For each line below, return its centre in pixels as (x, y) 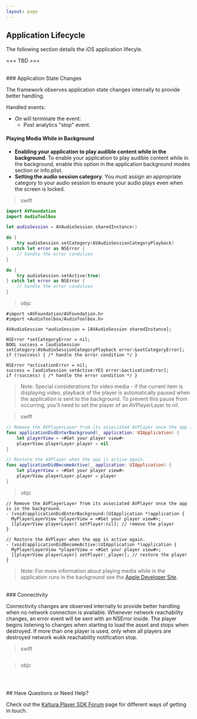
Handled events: (26, 107)
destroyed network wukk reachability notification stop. (72, 637)
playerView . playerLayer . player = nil (63, 444)
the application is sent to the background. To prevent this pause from (104, 399)
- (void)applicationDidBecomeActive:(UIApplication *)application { (91, 544)
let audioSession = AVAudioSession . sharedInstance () (72, 227)
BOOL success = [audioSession (43, 345)
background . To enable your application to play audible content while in (101, 158)
